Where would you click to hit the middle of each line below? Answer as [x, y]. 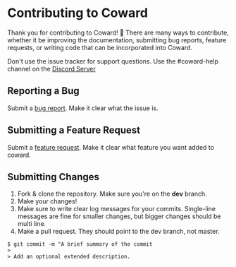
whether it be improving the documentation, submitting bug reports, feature [117, 40]
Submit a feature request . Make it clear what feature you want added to [111, 147]
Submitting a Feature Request [74, 130]
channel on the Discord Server [52, 69]
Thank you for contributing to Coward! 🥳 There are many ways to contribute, [118, 32]
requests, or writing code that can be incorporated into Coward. [100, 47]
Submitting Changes [54, 177]
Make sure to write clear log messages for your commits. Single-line [117, 209]
